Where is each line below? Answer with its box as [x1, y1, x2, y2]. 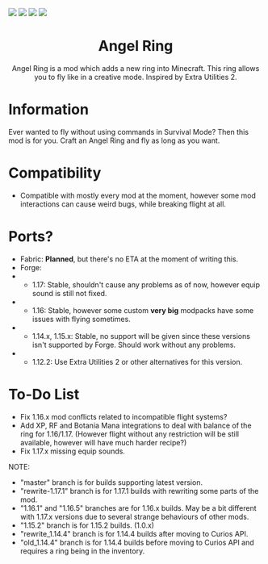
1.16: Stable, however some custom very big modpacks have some [31, 305, 254, 315]
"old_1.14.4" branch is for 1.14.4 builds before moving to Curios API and [19, 537, 254, 547]
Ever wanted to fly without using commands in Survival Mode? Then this [8, 127, 249, 136]
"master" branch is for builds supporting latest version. [19, 477, 203, 487]
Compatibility [8, 164, 102, 182]
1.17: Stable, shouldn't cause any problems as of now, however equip [31, 279, 261, 290]
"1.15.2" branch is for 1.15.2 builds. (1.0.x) [19, 520, 155, 530]
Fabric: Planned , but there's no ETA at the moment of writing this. [19, 254, 239, 264]
